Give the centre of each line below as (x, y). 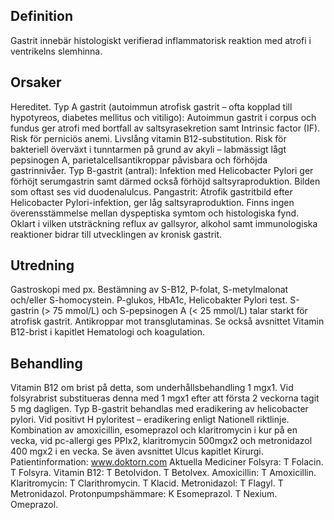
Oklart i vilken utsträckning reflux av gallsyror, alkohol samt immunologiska (164, 223)
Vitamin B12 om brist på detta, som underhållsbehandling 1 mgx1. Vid (152, 388)
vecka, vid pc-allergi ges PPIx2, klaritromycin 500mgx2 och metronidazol (161, 441)
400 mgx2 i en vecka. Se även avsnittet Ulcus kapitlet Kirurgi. (137, 451)
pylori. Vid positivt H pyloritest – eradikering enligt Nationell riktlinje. (150, 420)
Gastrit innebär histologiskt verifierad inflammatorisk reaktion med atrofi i (161, 40)
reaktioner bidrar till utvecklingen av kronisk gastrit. (116, 234)
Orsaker (36, 82)
